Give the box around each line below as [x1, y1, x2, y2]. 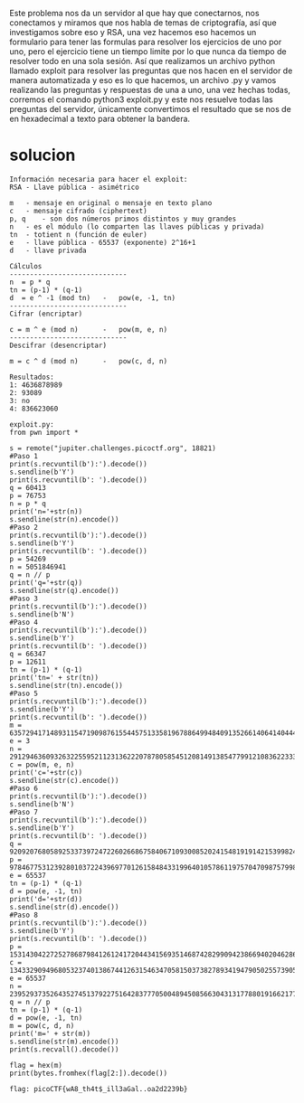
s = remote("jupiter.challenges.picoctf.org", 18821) [9, 443, 217, 453]
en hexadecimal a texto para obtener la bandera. [9, 113, 191, 124]
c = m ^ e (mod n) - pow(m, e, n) [9, 325, 168, 334]
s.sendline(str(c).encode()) [9, 776, 119, 785]
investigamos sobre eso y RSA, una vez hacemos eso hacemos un [9, 27, 257, 37]
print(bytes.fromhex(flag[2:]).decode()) [9, 1069, 168, 1078]
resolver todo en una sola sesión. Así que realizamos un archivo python [9, 56, 276, 66]
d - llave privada [9, 246, 88, 255]
